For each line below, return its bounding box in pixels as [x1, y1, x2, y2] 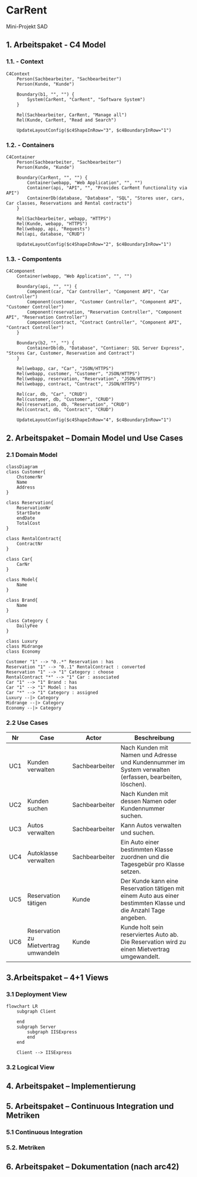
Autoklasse [27, 849, 58, 857]
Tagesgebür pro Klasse [120, 860, 185, 869]
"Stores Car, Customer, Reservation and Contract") [6, 350, 135, 357]
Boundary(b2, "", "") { [16, 340, 75, 346]
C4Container [6, 154, 35, 160]
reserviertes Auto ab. [120, 931, 179, 939]
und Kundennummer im [120, 758, 185, 766]
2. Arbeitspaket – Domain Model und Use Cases [6, 433, 184, 443]
